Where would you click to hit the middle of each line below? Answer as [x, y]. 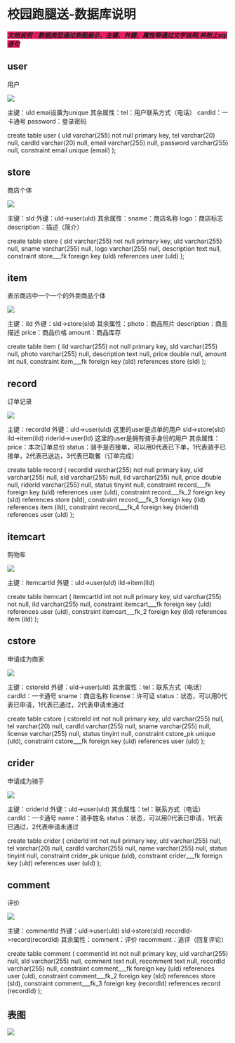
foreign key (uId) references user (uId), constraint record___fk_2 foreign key [116, 492]
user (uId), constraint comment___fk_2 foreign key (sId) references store [112, 976]
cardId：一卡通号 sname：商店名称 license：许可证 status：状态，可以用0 [114, 695]
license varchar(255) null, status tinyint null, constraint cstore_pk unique [112, 733]
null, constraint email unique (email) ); [62, 150]
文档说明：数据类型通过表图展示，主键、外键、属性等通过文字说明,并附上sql [117, 35]
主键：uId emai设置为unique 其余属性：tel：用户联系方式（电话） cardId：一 [117, 112]
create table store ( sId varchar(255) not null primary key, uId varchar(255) [115, 241]
